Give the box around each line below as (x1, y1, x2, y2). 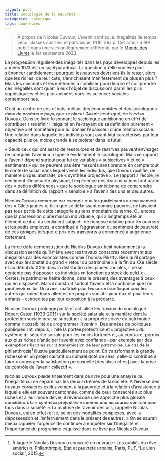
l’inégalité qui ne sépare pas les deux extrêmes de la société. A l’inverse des (5, 378, 160, 384)
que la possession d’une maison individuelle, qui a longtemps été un (5, 213, 143, 219)
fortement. (5, 234, 27, 240)
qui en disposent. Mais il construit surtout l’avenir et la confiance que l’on (5, 281, 153, 287)
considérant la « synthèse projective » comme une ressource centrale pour (5, 399, 157, 405)
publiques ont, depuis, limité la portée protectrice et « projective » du (5, 326, 145, 332)
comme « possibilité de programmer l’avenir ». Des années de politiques (5, 321, 151, 327)
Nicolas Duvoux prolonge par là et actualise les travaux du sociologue (5, 306, 146, 312)
